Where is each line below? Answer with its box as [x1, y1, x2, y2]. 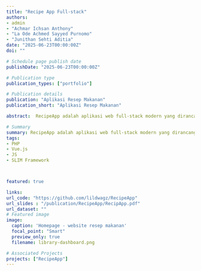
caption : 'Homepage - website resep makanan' [11, 223, 127, 229]
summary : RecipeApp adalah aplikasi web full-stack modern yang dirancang [6, 129, 197, 135]
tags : [6, 135, 20, 141]
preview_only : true [11, 234, 60, 240]
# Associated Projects [6, 250, 63, 256]
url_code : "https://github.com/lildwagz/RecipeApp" [6, 195, 138, 201]
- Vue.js [6, 146, 28, 153]
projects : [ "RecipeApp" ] [6, 255, 68, 262]
